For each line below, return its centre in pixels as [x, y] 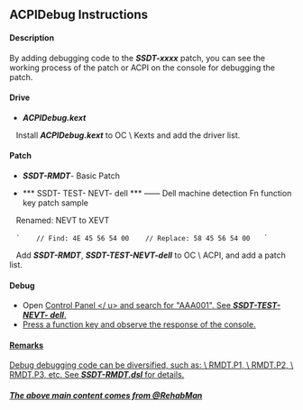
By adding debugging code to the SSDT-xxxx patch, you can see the [138, 58]
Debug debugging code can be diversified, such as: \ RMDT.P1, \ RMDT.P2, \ [151, 365]
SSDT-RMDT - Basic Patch [71, 176]
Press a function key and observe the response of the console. [139, 324]
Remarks [27, 345]
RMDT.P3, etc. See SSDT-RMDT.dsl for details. [97, 375]
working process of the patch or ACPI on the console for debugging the [142, 68]
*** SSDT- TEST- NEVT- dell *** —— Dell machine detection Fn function [157, 193]
